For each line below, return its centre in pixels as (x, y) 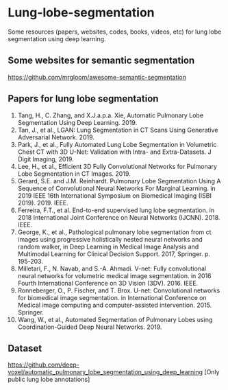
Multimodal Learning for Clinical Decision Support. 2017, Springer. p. (114, 254)
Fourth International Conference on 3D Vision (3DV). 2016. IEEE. (108, 283)
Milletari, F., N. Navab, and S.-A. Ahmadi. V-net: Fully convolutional (112, 268)
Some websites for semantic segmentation (101, 61)
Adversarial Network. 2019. (56, 137)
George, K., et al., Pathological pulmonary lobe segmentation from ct (114, 232)
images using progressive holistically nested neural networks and (110, 239)
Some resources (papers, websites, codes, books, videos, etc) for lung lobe (115, 32)
